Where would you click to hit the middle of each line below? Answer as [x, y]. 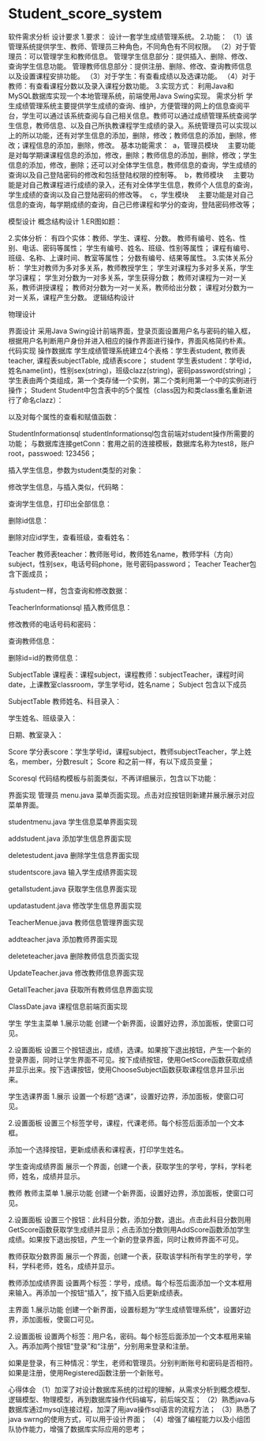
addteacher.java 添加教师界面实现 [63, 939]
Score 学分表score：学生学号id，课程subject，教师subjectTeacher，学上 [127, 751]
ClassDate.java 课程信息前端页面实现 [68, 1006]
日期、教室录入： [36, 735]
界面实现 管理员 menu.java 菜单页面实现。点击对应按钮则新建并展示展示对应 [131, 795]
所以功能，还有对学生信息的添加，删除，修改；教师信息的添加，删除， [136, 135]
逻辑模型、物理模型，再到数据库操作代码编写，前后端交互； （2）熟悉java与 [132, 1399]
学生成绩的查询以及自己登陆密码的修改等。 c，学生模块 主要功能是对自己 [131, 194]
